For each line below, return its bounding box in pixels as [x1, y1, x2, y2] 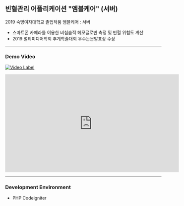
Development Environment [5, 184, 71, 191]
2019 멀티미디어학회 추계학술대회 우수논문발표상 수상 [12, 35, 116, 41]
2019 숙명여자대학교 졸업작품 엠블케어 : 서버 [5, 19, 91, 25]
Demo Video [5, 53, 36, 60]
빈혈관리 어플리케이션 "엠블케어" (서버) [5, 4, 118, 13]
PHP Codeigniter [12, 195, 47, 201]
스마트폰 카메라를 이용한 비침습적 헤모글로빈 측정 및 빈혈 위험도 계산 [12, 29, 144, 35]
